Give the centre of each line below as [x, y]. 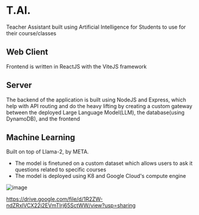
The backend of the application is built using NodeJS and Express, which [96, 100]
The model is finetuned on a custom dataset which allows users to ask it [104, 163]
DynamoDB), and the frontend [43, 119]
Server [19, 85]
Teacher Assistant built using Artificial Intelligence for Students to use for [96, 27]
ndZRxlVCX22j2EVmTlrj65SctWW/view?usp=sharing [71, 205]
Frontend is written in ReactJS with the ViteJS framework [76, 66]
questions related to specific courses [60, 170]
